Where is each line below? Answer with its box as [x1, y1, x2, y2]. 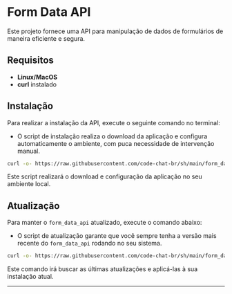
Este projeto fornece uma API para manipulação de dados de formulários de [7, 27, 224, 35]
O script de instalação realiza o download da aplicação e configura [17, 132, 208, 140]
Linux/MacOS [17, 73, 57, 81]
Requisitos [7, 55, 54, 66]
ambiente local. [7, 180, 51, 188]
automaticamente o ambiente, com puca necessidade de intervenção [17, 139, 215, 147]
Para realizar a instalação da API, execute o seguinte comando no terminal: [7, 118, 221, 127]
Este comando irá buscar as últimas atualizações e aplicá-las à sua [7, 265, 198, 273]
